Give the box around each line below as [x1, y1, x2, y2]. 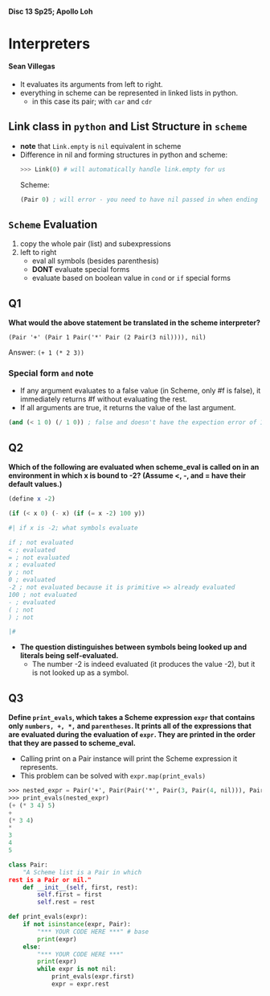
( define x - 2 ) [8, 495, 56, 503]
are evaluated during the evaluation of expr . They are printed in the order [8, 730, 256, 739]
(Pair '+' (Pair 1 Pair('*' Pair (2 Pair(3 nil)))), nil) [8, 334, 207, 342]
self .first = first [37, 891, 103, 899]
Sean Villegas [8, 61, 55, 72]
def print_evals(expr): [8, 913, 88, 921]
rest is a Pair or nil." [8, 875, 92, 884]
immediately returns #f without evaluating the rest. [19, 394, 187, 404]
